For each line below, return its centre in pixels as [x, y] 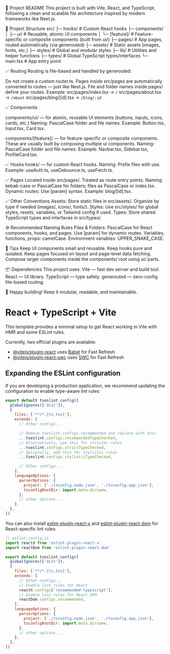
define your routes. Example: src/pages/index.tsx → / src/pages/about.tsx [83, 92]
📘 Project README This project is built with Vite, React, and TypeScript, [80, 8]
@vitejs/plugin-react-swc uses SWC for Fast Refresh [68, 357]
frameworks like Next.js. [31, 19]
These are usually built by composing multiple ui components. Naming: [80, 144]
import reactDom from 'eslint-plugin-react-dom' [58, 548]
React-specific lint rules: [31, 529]
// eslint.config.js [27, 538]
